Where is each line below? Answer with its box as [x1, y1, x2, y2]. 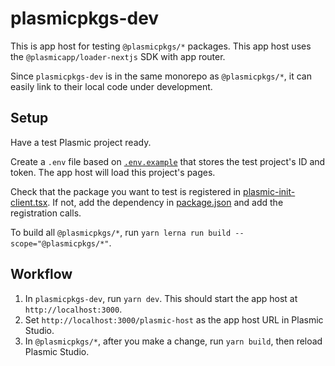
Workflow [10, 266, 73, 283]
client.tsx [10, 196, 48, 208]
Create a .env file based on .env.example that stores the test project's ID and [10, 155, 326, 167]
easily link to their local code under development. [10, 80, 213, 92]
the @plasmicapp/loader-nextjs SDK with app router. [10, 50, 226, 62]
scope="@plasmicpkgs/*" [10, 238, 110, 249]
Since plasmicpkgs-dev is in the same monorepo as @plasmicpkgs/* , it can [10, 70, 312, 82]
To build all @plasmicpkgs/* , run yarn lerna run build [10, 226, 232, 238]
